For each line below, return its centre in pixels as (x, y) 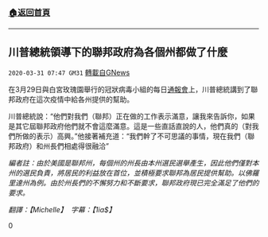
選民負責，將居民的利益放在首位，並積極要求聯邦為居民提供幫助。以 (133, 173)
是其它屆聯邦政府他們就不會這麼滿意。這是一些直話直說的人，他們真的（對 (130, 126)
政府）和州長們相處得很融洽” (62, 146)
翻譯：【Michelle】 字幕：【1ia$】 (62, 210)
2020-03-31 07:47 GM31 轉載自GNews (69, 72)
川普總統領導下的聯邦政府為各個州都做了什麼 (118, 52)
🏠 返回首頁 (29, 12)
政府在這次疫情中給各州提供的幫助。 (74, 99)
